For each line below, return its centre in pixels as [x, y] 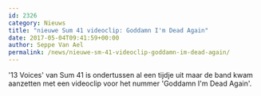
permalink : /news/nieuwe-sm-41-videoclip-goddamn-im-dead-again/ [119, 52]
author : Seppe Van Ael [46, 45]
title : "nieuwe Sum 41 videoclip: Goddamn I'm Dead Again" [109, 30]
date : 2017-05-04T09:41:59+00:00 [64, 38]
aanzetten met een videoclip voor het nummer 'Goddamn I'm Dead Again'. [130, 83]
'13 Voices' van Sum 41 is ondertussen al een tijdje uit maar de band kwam [131, 75]
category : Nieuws [37, 23]
